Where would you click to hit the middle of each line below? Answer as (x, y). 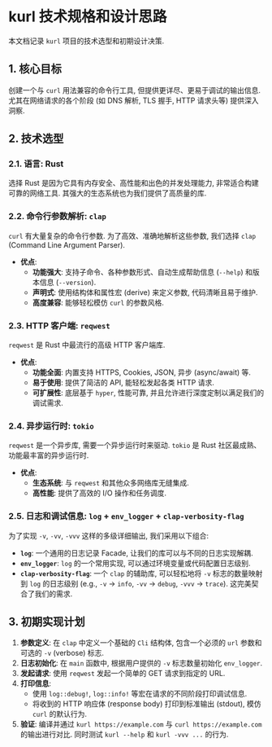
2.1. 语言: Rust (36, 164)
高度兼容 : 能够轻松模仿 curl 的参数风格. (98, 302)
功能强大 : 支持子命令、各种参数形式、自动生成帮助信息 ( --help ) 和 (142, 272)
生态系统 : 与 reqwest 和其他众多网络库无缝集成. (110, 483)
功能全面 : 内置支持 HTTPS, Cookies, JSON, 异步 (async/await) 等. (142, 372)
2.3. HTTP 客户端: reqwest (60, 325)
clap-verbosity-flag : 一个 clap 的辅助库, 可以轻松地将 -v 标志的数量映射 (141, 573)
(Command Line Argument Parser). (67, 244)
